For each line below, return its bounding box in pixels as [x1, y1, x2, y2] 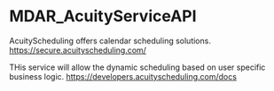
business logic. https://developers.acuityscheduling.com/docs [9, 71, 238, 81]
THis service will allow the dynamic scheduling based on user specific [9, 62, 266, 72]
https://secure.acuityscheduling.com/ [9, 44, 146, 55]
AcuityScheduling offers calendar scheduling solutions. [9, 35, 211, 46]
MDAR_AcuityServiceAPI [9, 6, 197, 27]
